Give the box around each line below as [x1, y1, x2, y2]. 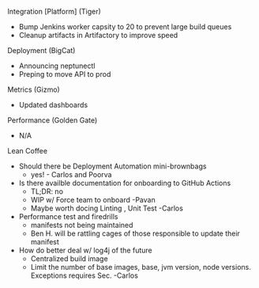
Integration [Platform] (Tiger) [7, 7, 102, 16]
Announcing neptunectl [18, 61, 96, 70]
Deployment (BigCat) [7, 46, 76, 55]
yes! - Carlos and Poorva [30, 170, 112, 179]
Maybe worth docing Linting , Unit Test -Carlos [30, 203, 183, 213]
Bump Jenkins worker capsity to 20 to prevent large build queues [18, 22, 232, 31]
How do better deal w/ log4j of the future [18, 245, 153, 255]
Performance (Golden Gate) [7, 116, 98, 125]
